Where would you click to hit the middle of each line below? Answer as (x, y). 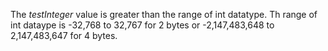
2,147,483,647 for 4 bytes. (64, 35)
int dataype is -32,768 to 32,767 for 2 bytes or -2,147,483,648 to (142, 25)
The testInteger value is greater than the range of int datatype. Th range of (164, 14)
